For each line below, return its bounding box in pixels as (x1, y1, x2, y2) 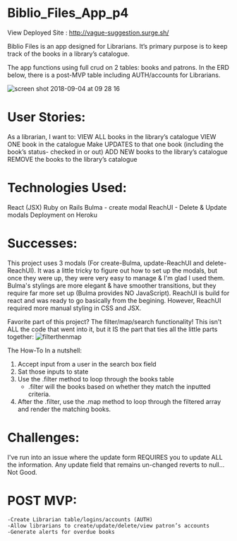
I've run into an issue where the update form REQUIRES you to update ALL (7, 453, 224, 461)
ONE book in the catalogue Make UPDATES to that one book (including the (7, 140, 224, 148)
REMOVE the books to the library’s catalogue (7, 155, 138, 163)
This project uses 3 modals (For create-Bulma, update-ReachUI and (7, 258, 205, 267)
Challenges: (7, 429, 80, 446)
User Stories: (7, 109, 86, 125)
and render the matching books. (17, 405, 111, 413)
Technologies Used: (7, 180, 127, 196)
